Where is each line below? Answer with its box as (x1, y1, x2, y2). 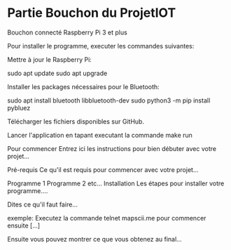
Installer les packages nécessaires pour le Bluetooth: (7, 82, 160, 91)
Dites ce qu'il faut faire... (7, 200, 78, 209)
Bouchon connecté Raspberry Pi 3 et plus (7, 28, 127, 37)
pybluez (7, 103, 31, 112)
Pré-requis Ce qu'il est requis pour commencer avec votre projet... (7, 165, 199, 173)
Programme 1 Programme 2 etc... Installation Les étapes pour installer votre (7, 179, 225, 187)
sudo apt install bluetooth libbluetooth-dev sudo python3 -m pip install (7, 96, 211, 105)
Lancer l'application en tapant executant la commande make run (7, 131, 192, 139)
